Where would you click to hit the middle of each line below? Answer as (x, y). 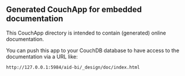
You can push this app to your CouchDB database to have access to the (93, 50)
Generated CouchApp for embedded (74, 10)
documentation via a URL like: (42, 56)
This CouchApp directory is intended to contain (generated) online (86, 33)
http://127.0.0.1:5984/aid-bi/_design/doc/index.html (73, 67)
